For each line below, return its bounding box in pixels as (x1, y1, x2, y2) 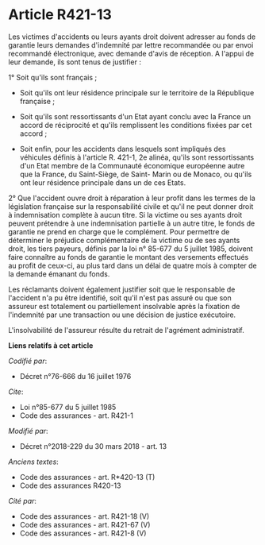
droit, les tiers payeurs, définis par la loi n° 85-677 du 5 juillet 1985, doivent (8, 244, 254, 253)
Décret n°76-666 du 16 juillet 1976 (19, 371, 132, 381)
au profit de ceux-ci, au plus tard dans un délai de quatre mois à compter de (8, 261, 257, 270)
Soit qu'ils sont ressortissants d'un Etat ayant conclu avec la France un (19, 111, 252, 121)
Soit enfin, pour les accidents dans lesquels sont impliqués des (19, 144, 226, 153)
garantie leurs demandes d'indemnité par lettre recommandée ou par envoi (8, 40, 254, 49)
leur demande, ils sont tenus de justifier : (8, 57, 141, 67)
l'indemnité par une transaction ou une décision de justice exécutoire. (8, 310, 236, 319)
